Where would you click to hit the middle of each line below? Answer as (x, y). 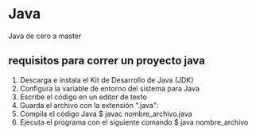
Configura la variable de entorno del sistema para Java (110, 88)
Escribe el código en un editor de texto (83, 97)
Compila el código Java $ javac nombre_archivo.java (106, 114)
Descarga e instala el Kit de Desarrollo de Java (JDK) (107, 79)
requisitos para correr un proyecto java (107, 61)
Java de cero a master (45, 36)
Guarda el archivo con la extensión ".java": (89, 105)
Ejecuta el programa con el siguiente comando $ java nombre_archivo (134, 122)
